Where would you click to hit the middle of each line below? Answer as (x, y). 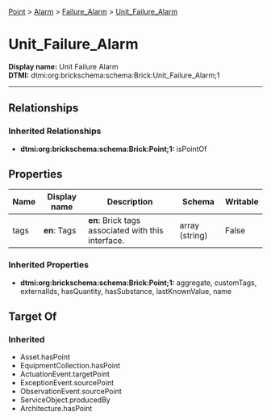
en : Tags (60, 231)
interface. (106, 241)
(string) (194, 236)
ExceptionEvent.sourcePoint (67, 383)
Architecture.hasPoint (56, 409)
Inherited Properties (48, 265)
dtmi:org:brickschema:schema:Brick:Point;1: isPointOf (113, 149)
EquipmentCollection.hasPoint (70, 366)
